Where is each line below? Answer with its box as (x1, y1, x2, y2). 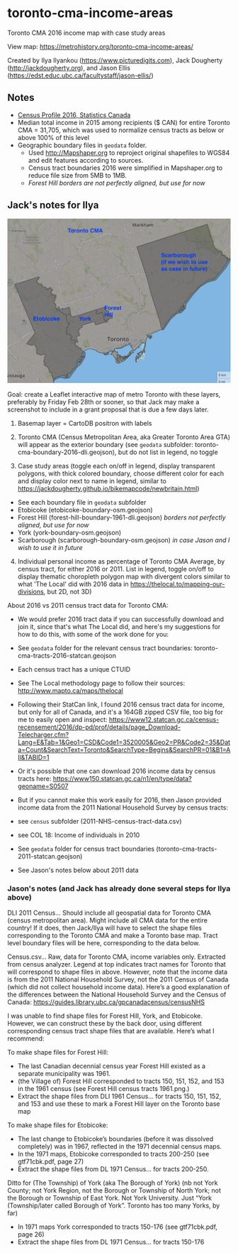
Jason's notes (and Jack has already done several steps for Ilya (7, 883, 231, 893)
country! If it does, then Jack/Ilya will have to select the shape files (7, 923, 203, 932)
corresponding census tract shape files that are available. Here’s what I (7, 1026, 215, 1035)
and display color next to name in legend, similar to (17, 476, 166, 485)
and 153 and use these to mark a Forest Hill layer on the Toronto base (17, 1099, 220, 1108)
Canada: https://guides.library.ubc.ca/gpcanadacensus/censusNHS (7, 997, 205, 1006)
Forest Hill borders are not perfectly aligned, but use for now (28, 178, 205, 187)
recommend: (7, 1034, 45, 1043)
